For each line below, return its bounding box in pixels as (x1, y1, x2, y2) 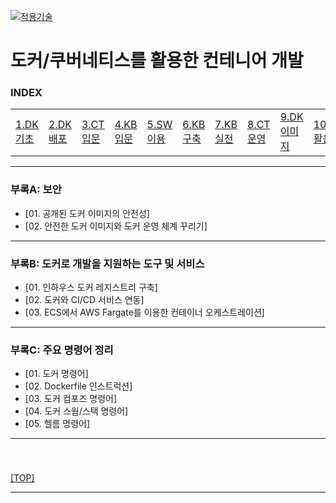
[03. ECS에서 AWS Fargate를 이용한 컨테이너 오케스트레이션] (24, 306, 265, 319)
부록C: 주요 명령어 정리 (10, 343, 114, 357)
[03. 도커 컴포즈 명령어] (24, 393, 118, 405)
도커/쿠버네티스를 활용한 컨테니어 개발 (10, 50, 304, 72)
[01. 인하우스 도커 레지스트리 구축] (24, 281, 158, 294)
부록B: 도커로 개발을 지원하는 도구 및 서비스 (10, 256, 205, 270)
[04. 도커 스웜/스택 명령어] (24, 405, 129, 417)
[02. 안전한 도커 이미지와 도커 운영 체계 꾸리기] (24, 220, 208, 232)
